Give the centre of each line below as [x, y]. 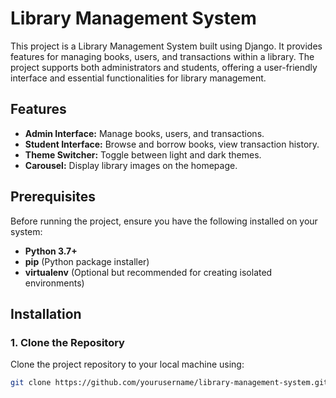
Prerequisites [53, 197]
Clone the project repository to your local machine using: [127, 364]
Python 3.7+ [51, 251]
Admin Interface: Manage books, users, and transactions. [144, 133]
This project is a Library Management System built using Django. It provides [166, 46]
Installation [46, 313]
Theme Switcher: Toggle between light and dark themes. [143, 154]
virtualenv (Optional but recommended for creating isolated [148, 272]
